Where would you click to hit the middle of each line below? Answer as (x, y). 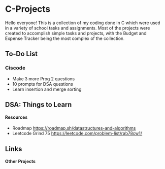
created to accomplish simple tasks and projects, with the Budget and (76, 33)
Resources (16, 117)
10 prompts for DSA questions (43, 84)
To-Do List (21, 54)
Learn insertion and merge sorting (47, 89)
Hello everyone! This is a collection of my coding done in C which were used (83, 23)
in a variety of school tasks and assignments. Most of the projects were (78, 28)
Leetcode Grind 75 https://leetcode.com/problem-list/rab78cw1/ (77, 134)
